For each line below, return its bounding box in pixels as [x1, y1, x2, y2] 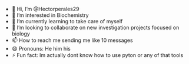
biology [11, 30, 31, 37]
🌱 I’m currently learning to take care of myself [11, 18, 123, 24]
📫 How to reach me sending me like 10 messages [11, 37, 134, 44]
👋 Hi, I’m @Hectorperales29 [11, 6, 79, 12]
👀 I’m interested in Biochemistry [11, 12, 89, 19]
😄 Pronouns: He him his [11, 45, 71, 52]
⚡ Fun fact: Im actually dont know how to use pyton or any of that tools [11, 52, 184, 58]
